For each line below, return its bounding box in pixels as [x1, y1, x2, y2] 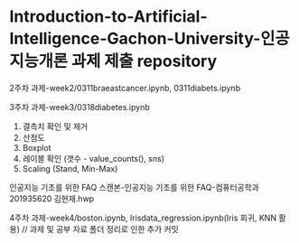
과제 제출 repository [70, 51, 218, 71]
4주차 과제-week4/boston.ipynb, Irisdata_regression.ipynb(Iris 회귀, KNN [9, 212, 277, 223]
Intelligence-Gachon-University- [9, 29, 261, 49]
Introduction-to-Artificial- [9, 6, 208, 27]
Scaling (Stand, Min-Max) [22, 163, 118, 173]
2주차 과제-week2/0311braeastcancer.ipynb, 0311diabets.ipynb [9, 82, 241, 93]
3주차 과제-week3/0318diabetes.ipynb [9, 101, 151, 112]
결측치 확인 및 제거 [22, 120, 89, 132]
